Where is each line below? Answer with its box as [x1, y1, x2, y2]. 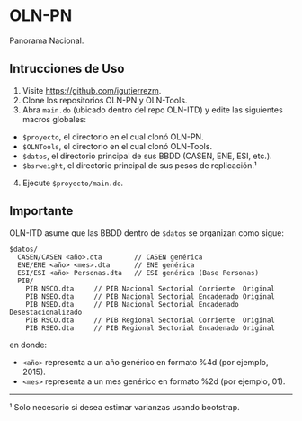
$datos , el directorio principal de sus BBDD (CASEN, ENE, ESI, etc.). [22, 150, 272, 161]
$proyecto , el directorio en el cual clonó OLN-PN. [22, 131, 204, 142]
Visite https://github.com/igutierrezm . [22, 85, 162, 95]
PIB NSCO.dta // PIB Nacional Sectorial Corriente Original [25, 284, 276, 293]
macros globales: [22, 113, 87, 124]
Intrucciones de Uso [9, 61, 125, 76]
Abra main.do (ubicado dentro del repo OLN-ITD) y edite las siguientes [22, 104, 283, 115]
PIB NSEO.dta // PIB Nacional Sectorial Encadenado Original [25, 291, 276, 301]
